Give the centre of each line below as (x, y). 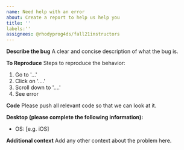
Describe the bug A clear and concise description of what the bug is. (92, 51)
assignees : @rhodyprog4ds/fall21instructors (63, 34)
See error (27, 94)
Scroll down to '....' (38, 87)
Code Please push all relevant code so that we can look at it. (81, 105)
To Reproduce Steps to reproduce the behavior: (66, 63)
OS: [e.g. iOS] (32, 129)
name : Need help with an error (46, 12)
